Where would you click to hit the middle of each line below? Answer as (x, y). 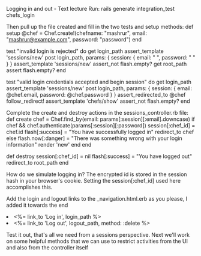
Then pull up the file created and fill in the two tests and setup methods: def (100, 27)
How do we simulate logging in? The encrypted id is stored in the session (97, 174)
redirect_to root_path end (37, 163)
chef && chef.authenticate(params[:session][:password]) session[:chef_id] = (101, 125)
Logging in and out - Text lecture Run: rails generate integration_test (91, 9)
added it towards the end (37, 205)
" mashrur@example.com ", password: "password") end (74, 39)
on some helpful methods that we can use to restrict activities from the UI (97, 241)
